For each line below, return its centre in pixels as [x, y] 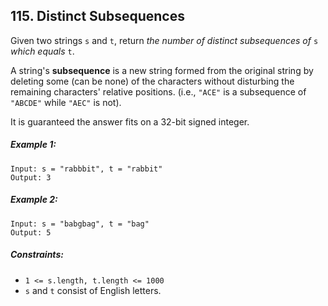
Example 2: [34, 200]
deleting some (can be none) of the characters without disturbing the [152, 81]
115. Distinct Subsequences [97, 16]
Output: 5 [31, 232]
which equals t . [42, 51]
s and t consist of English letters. [93, 290]
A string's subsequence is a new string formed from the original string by [162, 70]
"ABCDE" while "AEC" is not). [66, 102]
